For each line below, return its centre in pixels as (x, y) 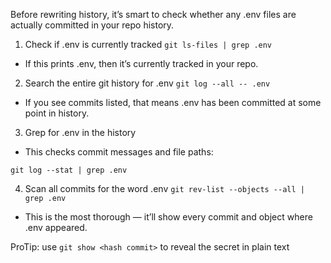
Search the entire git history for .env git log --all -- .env (147, 83)
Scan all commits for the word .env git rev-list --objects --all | (164, 188)
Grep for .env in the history (80, 132)
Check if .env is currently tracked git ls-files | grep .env (148, 44)
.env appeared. (56, 227)
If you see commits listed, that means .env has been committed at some (173, 102)
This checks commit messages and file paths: (119, 152)
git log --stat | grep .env (69, 170)
